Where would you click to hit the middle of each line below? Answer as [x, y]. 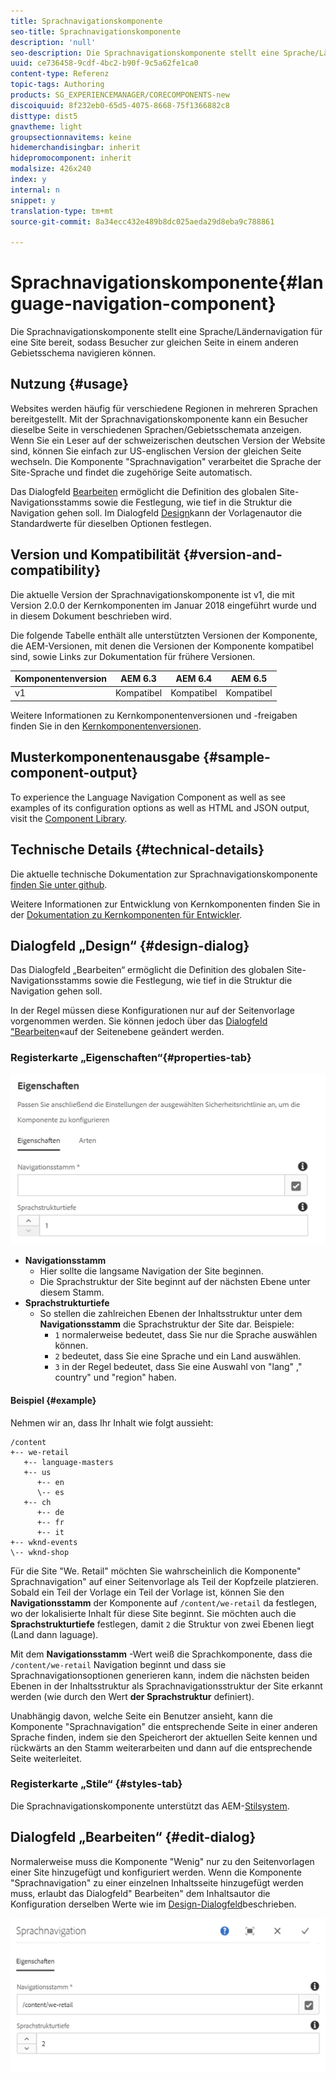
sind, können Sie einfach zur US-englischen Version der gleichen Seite [156, 451]
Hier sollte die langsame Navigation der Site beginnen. [151, 1271]
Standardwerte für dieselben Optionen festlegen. [111, 523]
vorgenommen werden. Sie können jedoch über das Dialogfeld [139, 1021]
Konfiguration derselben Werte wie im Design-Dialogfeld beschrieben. [153, 1904]
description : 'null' [53, 42]
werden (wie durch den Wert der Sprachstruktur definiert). [132, 1696]
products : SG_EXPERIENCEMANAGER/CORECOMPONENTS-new [120, 95]
